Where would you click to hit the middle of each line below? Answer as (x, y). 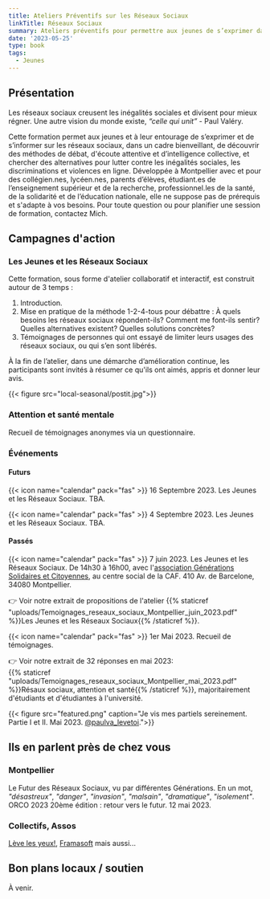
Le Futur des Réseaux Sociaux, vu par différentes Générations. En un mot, (131, 787)
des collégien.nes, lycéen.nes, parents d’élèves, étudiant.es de (112, 179)
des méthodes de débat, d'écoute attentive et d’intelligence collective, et (129, 153)
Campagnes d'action (62, 239)
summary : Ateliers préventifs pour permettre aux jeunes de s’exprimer (131, 31)
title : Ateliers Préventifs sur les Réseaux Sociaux (98, 16)
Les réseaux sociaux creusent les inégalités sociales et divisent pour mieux (133, 112)
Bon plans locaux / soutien (76, 868)
